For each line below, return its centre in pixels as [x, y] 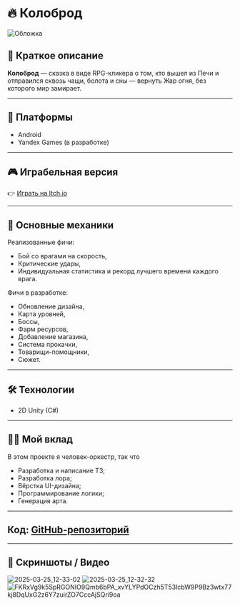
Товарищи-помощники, [54, 352]
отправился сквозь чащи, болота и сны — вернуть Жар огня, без [107, 81]
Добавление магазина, [53, 337]
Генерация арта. [43, 500]
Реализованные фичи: [41, 242]
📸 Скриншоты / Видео [59, 563]
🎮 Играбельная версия [63, 172]
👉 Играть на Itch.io [37, 193]
